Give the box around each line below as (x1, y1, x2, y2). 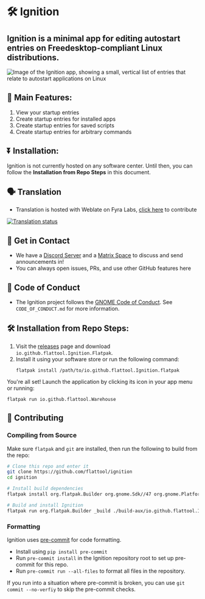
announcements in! (15, 258, 64, 266)
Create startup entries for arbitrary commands (15, 128, 132, 135)
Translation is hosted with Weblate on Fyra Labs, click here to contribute (15, 206, 197, 213)
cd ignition (7, 475, 37, 481)
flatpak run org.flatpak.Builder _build (7, 508, 111, 514)
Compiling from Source (7, 431, 77, 439)
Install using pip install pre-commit (15, 548, 108, 555)
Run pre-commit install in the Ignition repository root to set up (15, 554, 174, 561)
